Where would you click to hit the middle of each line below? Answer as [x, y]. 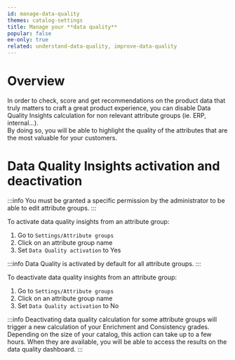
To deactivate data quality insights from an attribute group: [92, 277]
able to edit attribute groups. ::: [52, 208]
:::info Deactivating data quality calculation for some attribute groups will [112, 319]
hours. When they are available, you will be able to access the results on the [117, 342]
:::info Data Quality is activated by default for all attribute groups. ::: [104, 263]
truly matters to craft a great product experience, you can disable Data [109, 108]
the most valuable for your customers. [62, 138]
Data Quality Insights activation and [114, 166]
